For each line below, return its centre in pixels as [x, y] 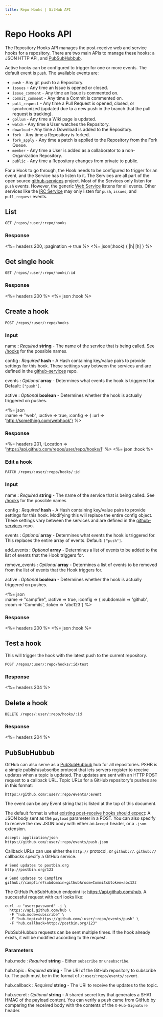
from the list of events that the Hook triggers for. [54, 570]
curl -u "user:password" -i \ [36, 906]
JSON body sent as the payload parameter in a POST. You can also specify [80, 818]
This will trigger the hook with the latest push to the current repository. [76, 655]
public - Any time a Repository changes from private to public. [75, 161]
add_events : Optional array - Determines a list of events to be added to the [81, 550]
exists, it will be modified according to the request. [56, 938]
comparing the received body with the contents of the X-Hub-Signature [76, 1005]
